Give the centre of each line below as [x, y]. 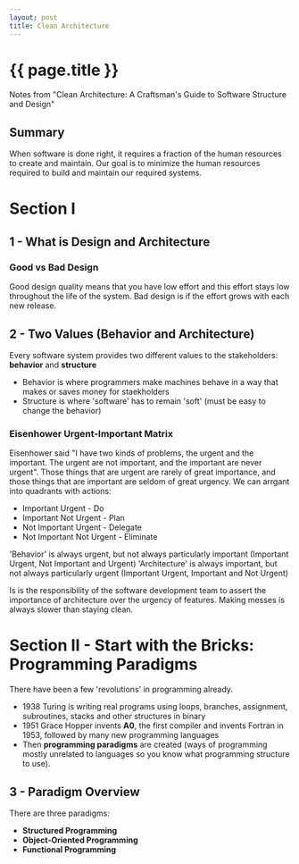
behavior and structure [53, 365]
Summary [37, 132]
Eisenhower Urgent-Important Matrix [91, 433]
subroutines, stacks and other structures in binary [114, 717]
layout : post [33, 17]
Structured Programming [70, 830]
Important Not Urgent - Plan [73, 518]
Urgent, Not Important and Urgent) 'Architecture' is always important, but [144, 564]
